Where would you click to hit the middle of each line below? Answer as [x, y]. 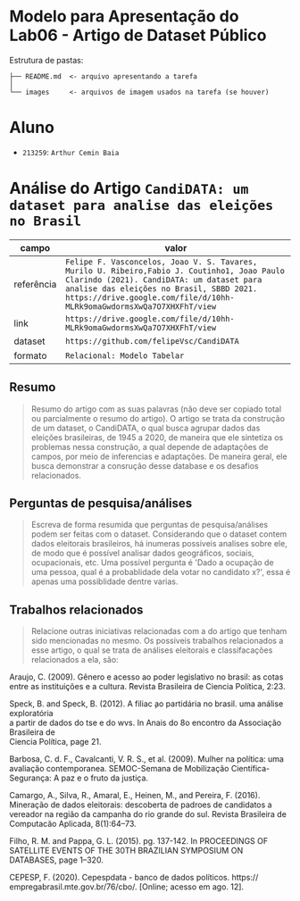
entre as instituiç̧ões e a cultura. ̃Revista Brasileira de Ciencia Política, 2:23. [147, 687]
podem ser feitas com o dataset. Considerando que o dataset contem [159, 534]
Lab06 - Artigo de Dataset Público [138, 35]
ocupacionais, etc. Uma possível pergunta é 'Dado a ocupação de [152, 563]
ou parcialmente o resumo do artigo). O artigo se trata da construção [158, 418]
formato [30, 355]
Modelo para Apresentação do [124, 17]
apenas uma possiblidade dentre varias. [104, 581]
